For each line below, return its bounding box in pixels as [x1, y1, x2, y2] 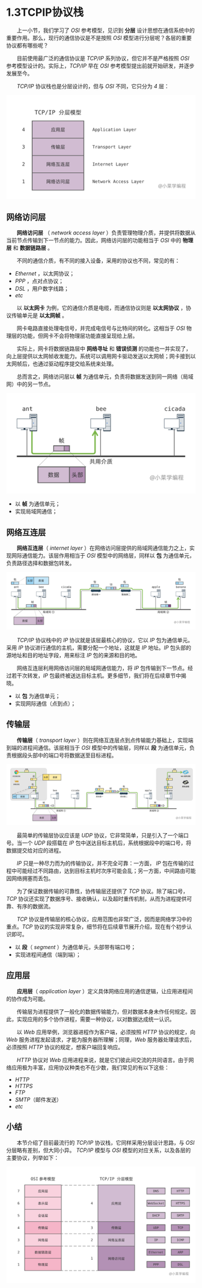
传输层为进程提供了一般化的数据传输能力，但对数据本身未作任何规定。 [16, 1008, 191, 1015]
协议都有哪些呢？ [6, 42, 49, 49]
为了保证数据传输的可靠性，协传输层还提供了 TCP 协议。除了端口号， [16, 887, 188, 895]
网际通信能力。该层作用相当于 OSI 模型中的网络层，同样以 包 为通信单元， [11, 552, 195, 559]
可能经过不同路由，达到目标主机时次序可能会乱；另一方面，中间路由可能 [16, 867, 196, 874]
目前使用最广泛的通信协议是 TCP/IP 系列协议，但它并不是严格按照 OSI [16, 54, 189, 62]
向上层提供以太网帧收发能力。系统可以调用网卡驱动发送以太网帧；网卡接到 [6, 353, 191, 360]
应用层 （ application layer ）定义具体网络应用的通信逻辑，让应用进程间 [17, 987, 194, 994]
